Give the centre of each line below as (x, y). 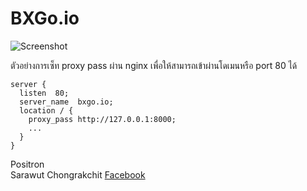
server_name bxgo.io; (66, 102)
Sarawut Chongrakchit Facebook (78, 174)
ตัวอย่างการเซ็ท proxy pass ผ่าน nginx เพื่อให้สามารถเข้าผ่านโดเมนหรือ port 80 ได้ (154, 65)
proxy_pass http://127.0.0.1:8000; (102, 119)
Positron (27, 164)
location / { (46, 110)
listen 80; (44, 93)
